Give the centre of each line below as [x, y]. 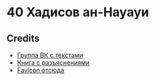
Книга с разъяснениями [53, 63]
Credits [23, 38]
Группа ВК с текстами [50, 55]
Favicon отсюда [41, 70]
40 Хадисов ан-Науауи [78, 12]
